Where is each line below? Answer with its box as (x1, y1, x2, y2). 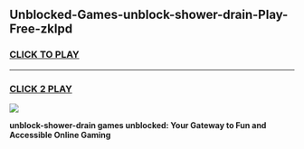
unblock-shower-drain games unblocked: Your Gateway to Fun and (9, 119, 267, 130)
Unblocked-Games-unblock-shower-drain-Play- (9, 7, 289, 23)
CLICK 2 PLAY (9, 82, 72, 95)
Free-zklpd (9, 22, 73, 37)
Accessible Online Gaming (9, 129, 111, 140)
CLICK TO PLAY (9, 49, 80, 61)
